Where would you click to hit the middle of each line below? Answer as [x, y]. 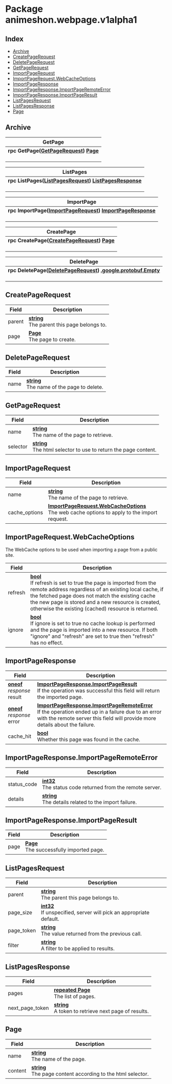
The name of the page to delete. [65, 387]
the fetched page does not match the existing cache [93, 596]
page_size [20, 913]
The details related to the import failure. [90, 802]
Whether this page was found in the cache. [89, 739]
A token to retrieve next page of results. [101, 1011]
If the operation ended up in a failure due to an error [99, 712]
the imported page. [60, 697]
